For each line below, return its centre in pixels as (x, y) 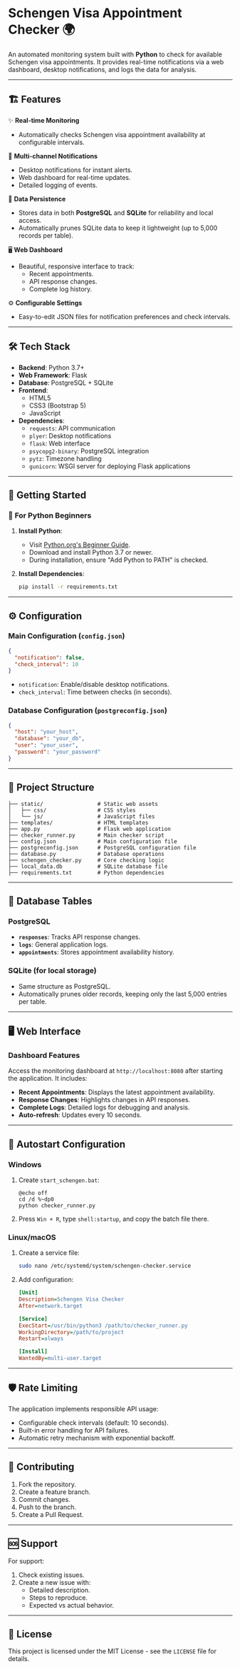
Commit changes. (44, 1499)
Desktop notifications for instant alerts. (75, 170)
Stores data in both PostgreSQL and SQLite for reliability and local (116, 213)
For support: (26, 1560)
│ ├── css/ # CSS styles (72, 810)
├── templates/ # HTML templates (78, 822)
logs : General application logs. (63, 944)
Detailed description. (59, 1590)
